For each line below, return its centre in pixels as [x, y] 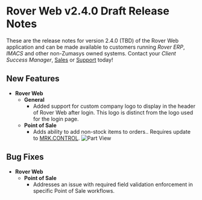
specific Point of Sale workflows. [74, 190]
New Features [33, 79]
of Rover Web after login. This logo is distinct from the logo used [113, 112]
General [34, 99]
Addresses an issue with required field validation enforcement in [113, 184]
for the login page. [56, 119]
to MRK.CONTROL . [56, 138]
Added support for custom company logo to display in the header [114, 106]
